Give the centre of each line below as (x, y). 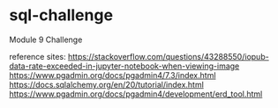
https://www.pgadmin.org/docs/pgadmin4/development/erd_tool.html (136, 94)
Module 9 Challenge (46, 40)
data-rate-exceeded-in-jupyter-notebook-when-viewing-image (124, 66)
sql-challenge (61, 15)
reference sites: (38, 56)
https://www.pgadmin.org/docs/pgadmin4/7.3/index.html (113, 75)
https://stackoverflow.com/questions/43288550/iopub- (168, 56)
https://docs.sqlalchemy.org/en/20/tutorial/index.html (107, 84)
